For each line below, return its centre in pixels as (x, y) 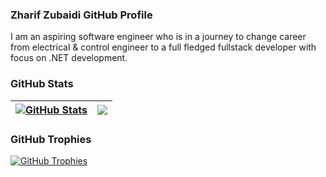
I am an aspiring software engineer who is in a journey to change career (158, 37)
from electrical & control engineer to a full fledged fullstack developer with (163, 47)
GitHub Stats (42, 84)
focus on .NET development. (69, 58)
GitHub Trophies (51, 139)
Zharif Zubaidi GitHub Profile (81, 15)
